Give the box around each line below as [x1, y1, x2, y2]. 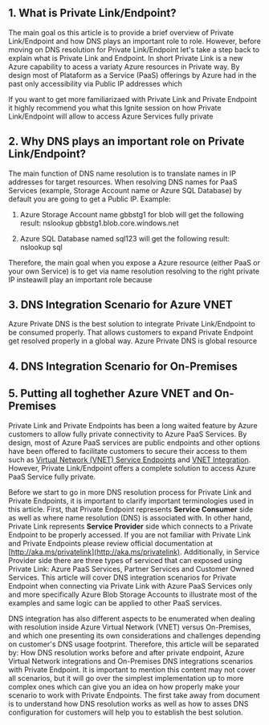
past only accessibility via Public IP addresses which [8, 79, 183, 88]
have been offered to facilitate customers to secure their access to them [8, 446, 247, 456]
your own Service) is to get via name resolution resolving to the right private [8, 266, 259, 276]
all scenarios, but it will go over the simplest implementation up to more [8, 673, 244, 682]
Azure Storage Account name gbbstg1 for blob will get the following [19, 209, 244, 219]
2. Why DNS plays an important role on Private [8, 135, 245, 148]
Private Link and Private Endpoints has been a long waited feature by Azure [8, 420, 259, 430]
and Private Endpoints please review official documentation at [8, 538, 213, 548]
